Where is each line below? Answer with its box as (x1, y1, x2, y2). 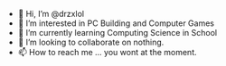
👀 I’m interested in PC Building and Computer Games (17, 18, 215, 29)
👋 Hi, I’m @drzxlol (17, 9, 84, 19)
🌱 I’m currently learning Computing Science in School (17, 28, 218, 37)
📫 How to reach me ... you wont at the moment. (17, 47, 197, 57)
